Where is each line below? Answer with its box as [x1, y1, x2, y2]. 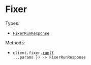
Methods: [5, 39, 25, 46]
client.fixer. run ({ [12, 50, 54, 55]
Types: [5, 20, 20, 26]
